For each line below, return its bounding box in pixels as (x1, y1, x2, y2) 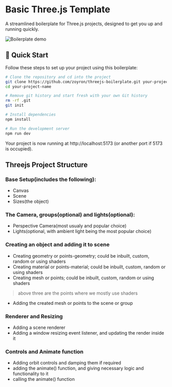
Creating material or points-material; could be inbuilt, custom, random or (12, 263, 166, 270)
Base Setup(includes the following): (5, 176, 96, 183)
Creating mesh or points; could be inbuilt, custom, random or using (12, 275, 155, 281)
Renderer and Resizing (5, 313, 63, 320)
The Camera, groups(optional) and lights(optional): (5, 211, 135, 219)
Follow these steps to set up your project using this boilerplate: (5, 64, 138, 70)
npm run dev (5, 131, 31, 136)
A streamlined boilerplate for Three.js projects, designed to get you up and (5, 21, 163, 27)
